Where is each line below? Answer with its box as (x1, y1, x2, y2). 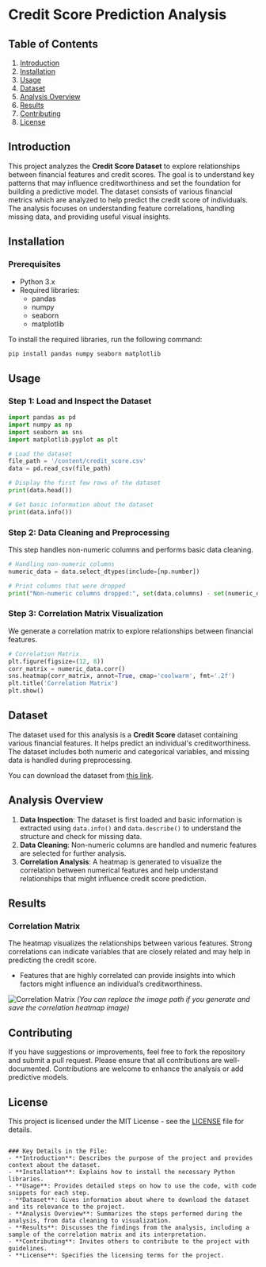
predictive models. (8, 1073, 69, 1082)
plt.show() (8, 687, 44, 695)
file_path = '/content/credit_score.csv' (8, 457, 147, 465)
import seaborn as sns (8, 428, 83, 436)
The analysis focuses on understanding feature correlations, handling (8, 203, 235, 213)
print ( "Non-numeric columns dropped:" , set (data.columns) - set (8, 589, 225, 597)
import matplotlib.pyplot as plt (8, 435, 119, 444)
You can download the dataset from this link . (8, 770, 154, 780)
